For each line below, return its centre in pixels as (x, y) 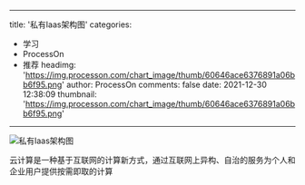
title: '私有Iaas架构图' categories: (71, 24)
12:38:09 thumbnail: (59, 94)
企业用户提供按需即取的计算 (61, 171)
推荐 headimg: (49, 65)
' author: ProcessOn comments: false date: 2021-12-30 (165, 84)
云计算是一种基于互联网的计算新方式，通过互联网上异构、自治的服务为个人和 (152, 160)
